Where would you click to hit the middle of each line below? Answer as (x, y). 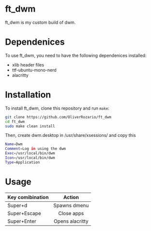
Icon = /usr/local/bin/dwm (30, 158)
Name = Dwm (14, 144)
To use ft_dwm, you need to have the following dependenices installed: (76, 55)
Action (71, 197)
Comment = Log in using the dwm (36, 149)
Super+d (17, 205)
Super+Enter (22, 221)
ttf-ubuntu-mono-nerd (34, 70)
